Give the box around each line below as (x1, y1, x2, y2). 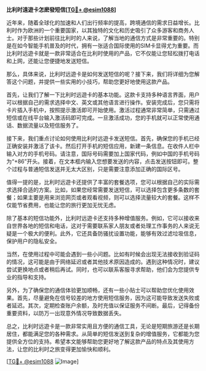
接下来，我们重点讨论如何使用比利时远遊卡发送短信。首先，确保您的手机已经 (6, 135, 200, 142)
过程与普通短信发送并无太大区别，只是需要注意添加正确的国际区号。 (11, 166, 184, 172)
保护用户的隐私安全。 (6, 237, 60, 245)
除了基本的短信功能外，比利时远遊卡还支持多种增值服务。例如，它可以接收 (6, 215, 194, 221)
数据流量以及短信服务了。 (17, 122, 82, 129)
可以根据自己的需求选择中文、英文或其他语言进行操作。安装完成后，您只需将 (6, 99, 200, 106)
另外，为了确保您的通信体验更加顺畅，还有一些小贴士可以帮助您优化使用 (6, 286, 189, 294)
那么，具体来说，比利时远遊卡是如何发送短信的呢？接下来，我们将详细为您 (6, 71, 194, 77)
